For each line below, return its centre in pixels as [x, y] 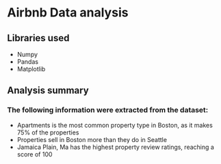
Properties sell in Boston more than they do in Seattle [92, 139]
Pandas [28, 62]
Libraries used [38, 38]
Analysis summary [48, 91]
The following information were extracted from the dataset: [108, 110]
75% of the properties [48, 132]
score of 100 [35, 154]
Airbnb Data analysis [68, 13]
